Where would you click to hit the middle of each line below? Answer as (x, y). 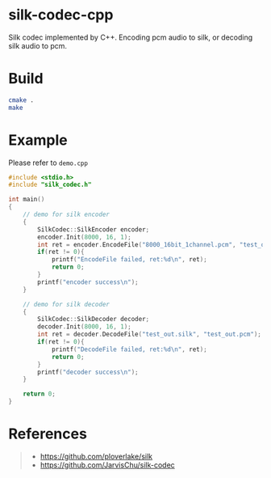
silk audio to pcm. (38, 45)
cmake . (21, 100)
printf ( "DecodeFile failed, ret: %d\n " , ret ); (129, 349)
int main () (27, 200)
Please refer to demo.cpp (48, 163)
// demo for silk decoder (67, 304)
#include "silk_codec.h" (50, 185)
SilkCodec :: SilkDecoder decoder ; (94, 319)
